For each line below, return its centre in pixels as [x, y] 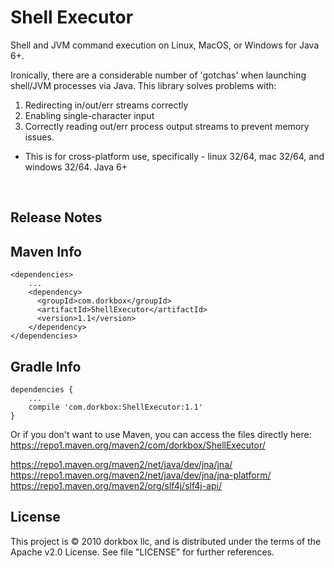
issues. [39, 137]
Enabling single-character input [89, 115]
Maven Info [46, 251]
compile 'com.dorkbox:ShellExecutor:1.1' [115, 407]
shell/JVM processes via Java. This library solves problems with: [143, 85]
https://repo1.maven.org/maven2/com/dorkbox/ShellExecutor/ [138, 445]
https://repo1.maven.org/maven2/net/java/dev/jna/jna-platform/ [141, 475]
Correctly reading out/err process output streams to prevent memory [167, 126]
